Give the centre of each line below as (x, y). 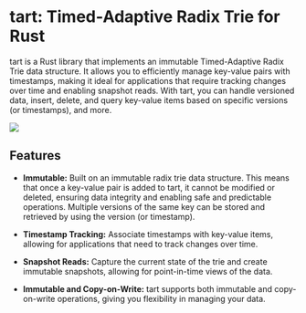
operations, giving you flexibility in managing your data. (162, 298)
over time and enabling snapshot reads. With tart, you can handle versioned (152, 90)
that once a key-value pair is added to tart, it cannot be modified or (149, 187)
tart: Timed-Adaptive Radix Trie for (145, 17)
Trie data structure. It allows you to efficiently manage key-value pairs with (150, 71)
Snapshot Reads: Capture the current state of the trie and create (145, 261)
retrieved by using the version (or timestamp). (109, 216)
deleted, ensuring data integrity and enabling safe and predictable (147, 197)
